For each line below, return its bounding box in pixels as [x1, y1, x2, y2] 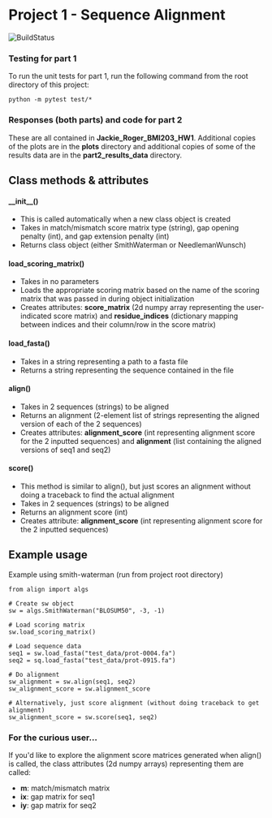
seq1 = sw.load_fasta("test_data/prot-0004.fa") [8, 649, 176, 657]
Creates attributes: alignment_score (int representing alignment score [19, 428, 256, 437]
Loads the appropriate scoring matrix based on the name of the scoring [19, 286, 260, 295]
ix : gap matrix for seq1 [19, 792, 95, 802]
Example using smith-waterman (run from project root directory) [8, 570, 223, 579]
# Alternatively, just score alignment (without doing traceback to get [8, 699, 260, 707]
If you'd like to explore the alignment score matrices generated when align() [8, 751, 262, 760]
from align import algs [8, 585, 89, 593]
